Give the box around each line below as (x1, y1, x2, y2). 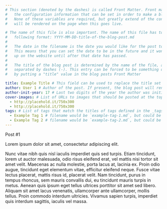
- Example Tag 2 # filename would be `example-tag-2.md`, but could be (9, 118, 162, 123)
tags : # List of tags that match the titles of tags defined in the (5, 108, 150, 113)
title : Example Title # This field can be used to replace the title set (5, 81, 162, 86)
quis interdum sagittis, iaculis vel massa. (5, 198, 88, 204)
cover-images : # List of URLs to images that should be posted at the (5, 95, 155, 100)
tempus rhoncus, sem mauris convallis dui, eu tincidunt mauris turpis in (5, 177, 151, 183)
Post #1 (5, 131, 20, 137)
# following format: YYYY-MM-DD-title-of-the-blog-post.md (5, 35, 135, 40)
